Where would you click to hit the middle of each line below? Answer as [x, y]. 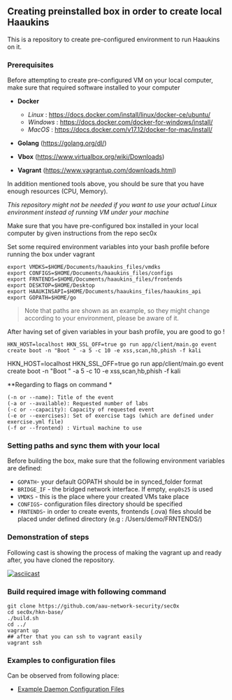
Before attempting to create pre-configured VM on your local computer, [110, 80]
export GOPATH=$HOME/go [42, 298]
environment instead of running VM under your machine [88, 212]
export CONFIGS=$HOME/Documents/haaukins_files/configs [90, 273]
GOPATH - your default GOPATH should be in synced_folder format [110, 482]
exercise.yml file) [36, 422]
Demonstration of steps [48, 537]
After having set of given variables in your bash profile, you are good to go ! [116, 332]
